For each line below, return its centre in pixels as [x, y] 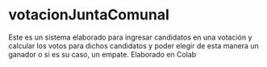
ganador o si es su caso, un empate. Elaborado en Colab [102, 54]
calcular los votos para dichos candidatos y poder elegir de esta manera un [134, 45]
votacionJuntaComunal [89, 15]
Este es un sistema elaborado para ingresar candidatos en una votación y [130, 37]
